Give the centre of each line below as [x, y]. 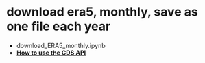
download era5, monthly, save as [102, 12]
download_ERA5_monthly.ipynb [61, 45]
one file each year [59, 26]
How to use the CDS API [51, 53]
